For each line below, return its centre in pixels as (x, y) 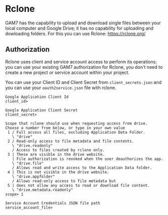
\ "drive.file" (28, 163)
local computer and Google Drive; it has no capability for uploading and (79, 28)
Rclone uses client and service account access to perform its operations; (81, 62)
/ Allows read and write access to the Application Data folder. (82, 167)
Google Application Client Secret (42, 110)
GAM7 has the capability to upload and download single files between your (83, 23)
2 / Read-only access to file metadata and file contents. (71, 141)
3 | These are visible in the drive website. (56, 154)
